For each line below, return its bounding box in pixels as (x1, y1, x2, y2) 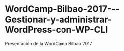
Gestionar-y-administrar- (5, 14, 112, 25)
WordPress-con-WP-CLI (5, 25, 108, 35)
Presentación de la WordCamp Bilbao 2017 (5, 40, 93, 46)
